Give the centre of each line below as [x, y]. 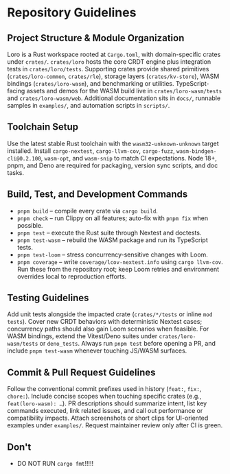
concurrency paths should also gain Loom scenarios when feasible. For [108, 329]
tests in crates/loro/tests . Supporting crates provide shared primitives [108, 69]
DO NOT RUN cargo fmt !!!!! [55, 464]
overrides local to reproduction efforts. [72, 276]
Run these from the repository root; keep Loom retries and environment [118, 269]
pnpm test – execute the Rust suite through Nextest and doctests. [109, 233]
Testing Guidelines [48, 298]
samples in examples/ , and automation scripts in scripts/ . [89, 105]
